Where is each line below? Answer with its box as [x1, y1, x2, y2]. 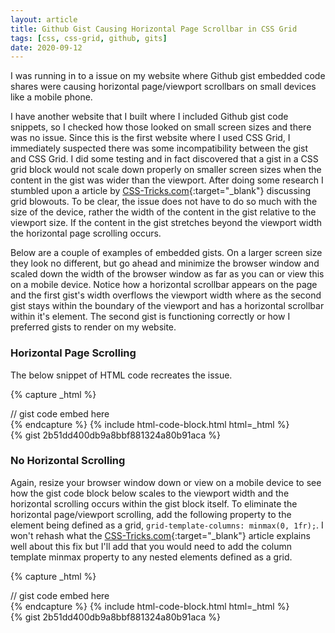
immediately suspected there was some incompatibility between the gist [10, 142, 309, 155]
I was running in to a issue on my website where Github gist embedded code [10, 70, 326, 82]
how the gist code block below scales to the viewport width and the [10, 487, 290, 499]
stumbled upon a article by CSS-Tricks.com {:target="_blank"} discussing [10, 185, 312, 197]
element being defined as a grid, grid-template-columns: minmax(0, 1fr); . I [10, 519, 324, 531]
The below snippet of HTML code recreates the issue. [10, 369, 233, 381]
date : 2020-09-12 [10, 42, 83, 53]
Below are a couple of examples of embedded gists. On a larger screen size [10, 247, 323, 259]
